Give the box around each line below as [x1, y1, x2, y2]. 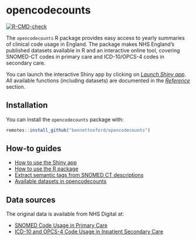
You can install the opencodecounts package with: [6, 116, 124, 123]
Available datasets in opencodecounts [14, 178, 107, 185]
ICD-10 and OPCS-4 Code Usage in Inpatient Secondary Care [14, 228, 164, 235]
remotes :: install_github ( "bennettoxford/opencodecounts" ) [6, 127, 150, 133]
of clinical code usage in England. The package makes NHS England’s [6, 41, 174, 48]
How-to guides [6, 143, 61, 153]
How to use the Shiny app [14, 159, 77, 166]
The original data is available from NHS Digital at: [6, 210, 125, 217]
